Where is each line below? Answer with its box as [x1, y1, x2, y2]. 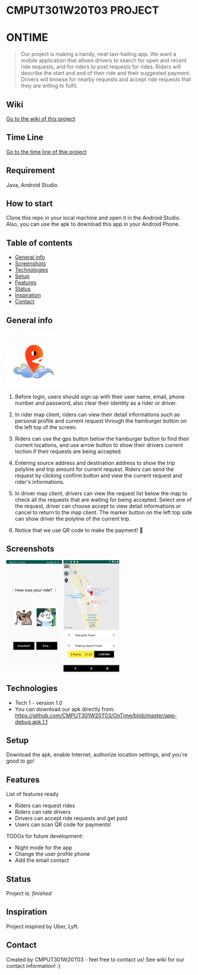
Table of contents [6, 237, 73, 248]
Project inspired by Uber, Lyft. [6, 923, 79, 930]
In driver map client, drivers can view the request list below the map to [14, 490, 187, 497]
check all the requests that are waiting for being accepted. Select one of [14, 496, 192, 503]
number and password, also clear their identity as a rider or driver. [14, 399, 177, 407]
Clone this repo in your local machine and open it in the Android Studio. [6, 214, 181, 221]
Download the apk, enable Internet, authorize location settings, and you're [6, 751, 188, 758]
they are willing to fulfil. [20, 82, 78, 89]
